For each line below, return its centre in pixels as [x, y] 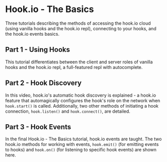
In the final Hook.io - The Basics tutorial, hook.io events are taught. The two [83, 139]
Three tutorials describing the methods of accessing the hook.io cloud [78, 23]
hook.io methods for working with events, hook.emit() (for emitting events [82, 144]
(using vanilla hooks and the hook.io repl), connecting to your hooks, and [81, 28]
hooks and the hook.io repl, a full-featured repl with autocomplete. [74, 67]
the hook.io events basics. [32, 34]
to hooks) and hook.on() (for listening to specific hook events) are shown [81, 150]
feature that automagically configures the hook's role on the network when [83, 100]
